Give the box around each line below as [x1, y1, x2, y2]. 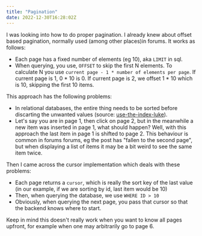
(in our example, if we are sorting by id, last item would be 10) [14, 185, 168, 193]
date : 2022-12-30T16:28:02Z [6, 14, 77, 20]
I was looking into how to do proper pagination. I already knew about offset [6, 31, 192, 38]
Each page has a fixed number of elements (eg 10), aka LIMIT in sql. [14, 55, 183, 63]
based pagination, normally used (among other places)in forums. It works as [6, 37, 195, 45]
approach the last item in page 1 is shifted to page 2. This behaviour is [14, 130, 189, 137]
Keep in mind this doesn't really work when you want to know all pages [6, 216, 182, 223]
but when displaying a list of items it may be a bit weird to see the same [14, 143, 192, 150]
